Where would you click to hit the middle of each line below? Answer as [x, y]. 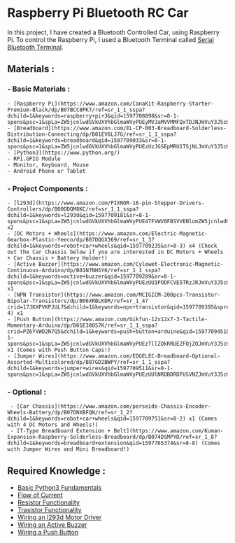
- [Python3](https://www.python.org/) [64, 153]
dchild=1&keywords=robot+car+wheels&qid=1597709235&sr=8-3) [97, 246]
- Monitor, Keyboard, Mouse [48, 165]
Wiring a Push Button [48, 533]
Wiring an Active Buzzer [52, 525]
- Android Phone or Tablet [47, 171]
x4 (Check [203, 246]
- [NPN [17, 295]
